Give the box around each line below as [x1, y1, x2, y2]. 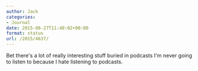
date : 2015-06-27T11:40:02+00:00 [6, 25, 89, 31]
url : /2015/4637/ [6, 36, 49, 42]
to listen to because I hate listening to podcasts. [6, 58, 123, 65]
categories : [6, 14, 36, 20]
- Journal [6, 19, 31, 25]
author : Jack [6, 8, 39, 15]
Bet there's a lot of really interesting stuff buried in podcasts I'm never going [6, 52, 193, 59]
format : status [6, 31, 44, 36]
